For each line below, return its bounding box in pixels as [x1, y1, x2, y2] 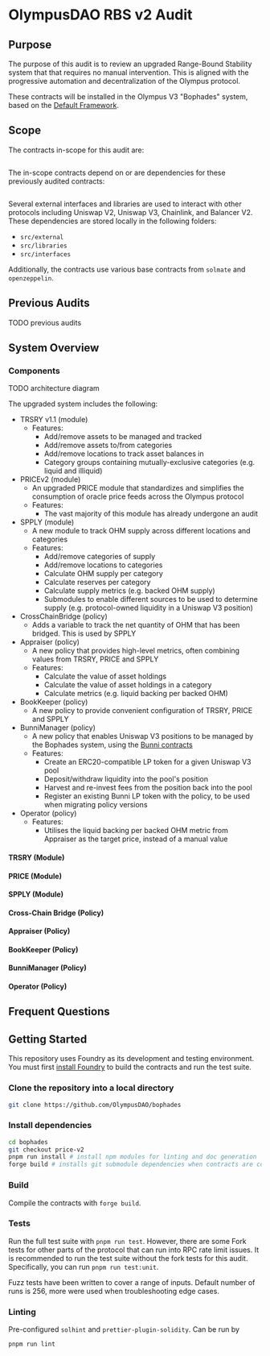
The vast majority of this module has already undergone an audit [43, 509, 259, 519]
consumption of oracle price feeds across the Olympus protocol [31, 491, 244, 501]
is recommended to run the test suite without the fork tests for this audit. [8, 1253, 248, 1263]
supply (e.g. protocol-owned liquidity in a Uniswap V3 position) [43, 603, 253, 613]
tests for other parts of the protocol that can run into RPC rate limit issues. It [8, 1245, 260, 1254]
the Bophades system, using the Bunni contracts [31, 740, 193, 750]
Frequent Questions [8, 1005, 110, 1018]
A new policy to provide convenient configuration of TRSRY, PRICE [31, 706, 253, 715]
